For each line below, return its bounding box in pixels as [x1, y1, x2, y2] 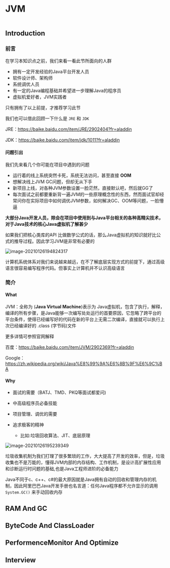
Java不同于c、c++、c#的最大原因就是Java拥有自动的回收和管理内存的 [5, 476, 153, 482]
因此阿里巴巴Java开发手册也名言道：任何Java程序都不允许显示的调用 [14, 483, 158, 489]
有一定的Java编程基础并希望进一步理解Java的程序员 [12, 87, 121, 94]
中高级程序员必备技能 [12, 400, 57, 407]
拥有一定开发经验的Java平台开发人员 [12, 68, 90, 74]
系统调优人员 [12, 81, 39, 87]
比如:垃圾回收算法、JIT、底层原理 [20, 432, 91, 438]
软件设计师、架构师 [12, 74, 53, 81]
